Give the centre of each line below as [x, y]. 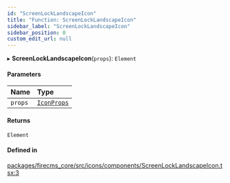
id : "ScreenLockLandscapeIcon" [52, 13]
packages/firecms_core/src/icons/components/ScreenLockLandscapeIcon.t [115, 165]
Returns [19, 120]
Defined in [22, 150]
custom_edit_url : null [39, 39]
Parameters [24, 74]
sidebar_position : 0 [37, 33]
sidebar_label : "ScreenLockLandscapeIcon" [69, 26]
